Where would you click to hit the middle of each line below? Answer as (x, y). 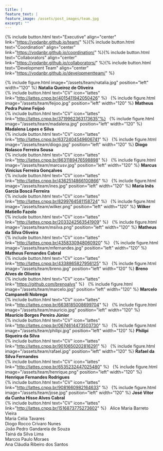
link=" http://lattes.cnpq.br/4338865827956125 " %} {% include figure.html (81, 264)
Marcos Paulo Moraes (27, 439)
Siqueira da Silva (22, 336)
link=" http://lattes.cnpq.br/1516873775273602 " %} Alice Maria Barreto (77, 408)
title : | (14, 9)
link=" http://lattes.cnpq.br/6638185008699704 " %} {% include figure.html (81, 305)
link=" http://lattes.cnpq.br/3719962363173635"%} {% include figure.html (80, 119)
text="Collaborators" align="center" (41, 58)
